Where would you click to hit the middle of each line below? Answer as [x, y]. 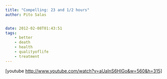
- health [24, 47]
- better [24, 38]
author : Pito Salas [26, 15]
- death [22, 43]
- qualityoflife [32, 52]
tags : [11, 33]
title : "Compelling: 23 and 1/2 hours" [47, 10]
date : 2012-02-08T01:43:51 [34, 28]
